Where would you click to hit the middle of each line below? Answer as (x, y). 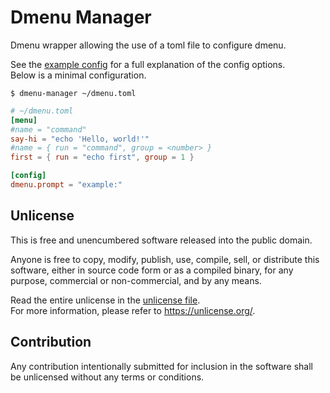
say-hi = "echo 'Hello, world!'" (80, 139)
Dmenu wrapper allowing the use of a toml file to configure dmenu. (148, 45)
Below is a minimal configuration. (78, 75)
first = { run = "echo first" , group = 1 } (102, 157)
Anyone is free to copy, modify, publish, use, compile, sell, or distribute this (165, 259)
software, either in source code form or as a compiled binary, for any (152, 270)
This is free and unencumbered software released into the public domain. (161, 240)
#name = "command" (48, 129)
